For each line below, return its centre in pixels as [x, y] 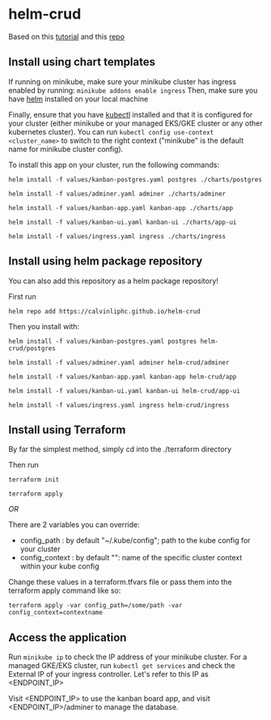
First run [22, 296]
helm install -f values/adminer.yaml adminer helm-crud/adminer [119, 362]
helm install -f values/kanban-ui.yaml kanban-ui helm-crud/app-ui [125, 391]
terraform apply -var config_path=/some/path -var [95, 606]
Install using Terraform [67, 429]
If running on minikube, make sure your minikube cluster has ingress [123, 81]
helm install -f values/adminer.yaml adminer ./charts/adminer [117, 194]
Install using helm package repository [106, 261]
